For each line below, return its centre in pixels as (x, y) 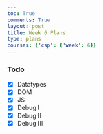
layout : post (26, 26)
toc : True (21, 13)
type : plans (24, 39)
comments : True (29, 20)
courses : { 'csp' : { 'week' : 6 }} (52, 45)
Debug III (30, 123)
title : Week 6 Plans (37, 33)
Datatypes (32, 85)
